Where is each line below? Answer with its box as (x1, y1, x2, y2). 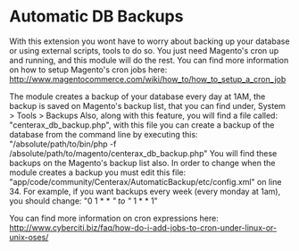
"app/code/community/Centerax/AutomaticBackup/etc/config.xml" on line (9, 176, 282, 187)
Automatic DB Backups (9, 6, 184, 27)
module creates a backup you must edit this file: (9, 167, 186, 178)
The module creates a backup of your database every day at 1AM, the (9, 91, 266, 102)
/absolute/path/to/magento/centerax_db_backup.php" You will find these (9, 147, 278, 158)
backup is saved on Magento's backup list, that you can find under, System (9, 100, 286, 111)
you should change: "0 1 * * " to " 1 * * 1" (9, 195, 158, 206)
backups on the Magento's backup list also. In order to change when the (9, 157, 276, 168)
